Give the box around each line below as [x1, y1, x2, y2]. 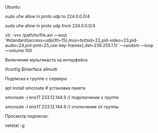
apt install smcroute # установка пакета [5, 85, 86, 91]
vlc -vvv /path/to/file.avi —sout [5, 32, 67, 38]
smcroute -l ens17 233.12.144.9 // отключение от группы [5, 104, 119, 109]
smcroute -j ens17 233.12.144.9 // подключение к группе [5, 94, 119, 100]
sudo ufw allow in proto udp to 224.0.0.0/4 [5, 14, 90, 19]
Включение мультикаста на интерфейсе [5, 57, 88, 62]
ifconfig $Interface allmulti [5, 66, 57, 72]
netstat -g [5, 123, 25, 128]
